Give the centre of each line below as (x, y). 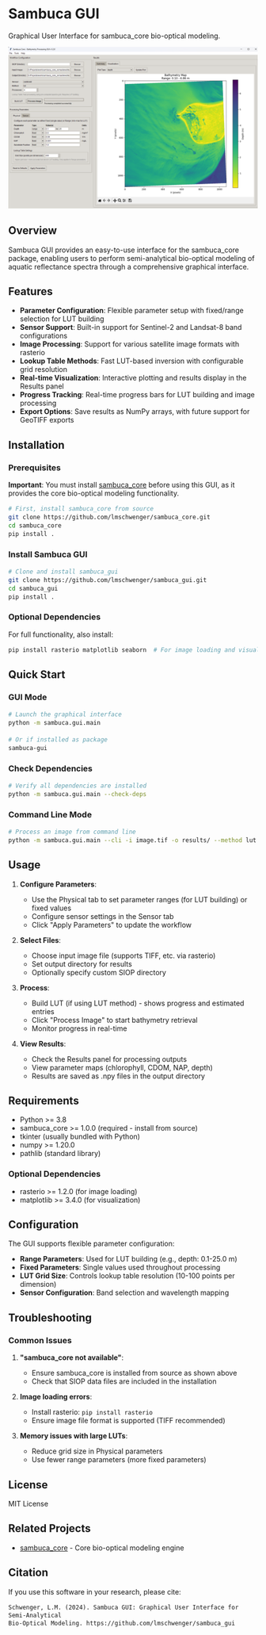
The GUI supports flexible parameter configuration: (91, 1244)
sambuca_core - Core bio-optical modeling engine (102, 1548)
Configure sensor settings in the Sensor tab (103, 916)
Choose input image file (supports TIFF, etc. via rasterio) (123, 955)
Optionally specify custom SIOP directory (99, 972)
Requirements (44, 1100)
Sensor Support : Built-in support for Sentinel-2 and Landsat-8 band (131, 327)
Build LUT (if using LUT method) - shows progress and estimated (138, 1003)
